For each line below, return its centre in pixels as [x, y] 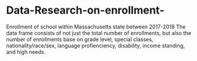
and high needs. [26, 52]
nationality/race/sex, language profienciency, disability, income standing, [96, 46]
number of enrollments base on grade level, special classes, [80, 39]
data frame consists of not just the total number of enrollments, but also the [99, 33]
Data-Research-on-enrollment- [85, 10]
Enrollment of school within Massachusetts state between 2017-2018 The [96, 27]
